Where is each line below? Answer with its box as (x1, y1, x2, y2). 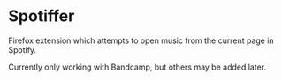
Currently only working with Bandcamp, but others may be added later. (8, 62, 267, 72)
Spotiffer (8, 6, 75, 26)
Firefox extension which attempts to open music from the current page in (8, 35, 275, 46)
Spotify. (8, 44, 37, 55)
